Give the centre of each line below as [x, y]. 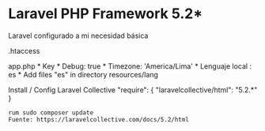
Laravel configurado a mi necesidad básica [78, 36]
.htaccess [24, 51]
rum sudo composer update [51, 112]
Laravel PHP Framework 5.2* [106, 14]
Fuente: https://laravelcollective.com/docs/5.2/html [99, 119]
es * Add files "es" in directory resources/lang [83, 74]
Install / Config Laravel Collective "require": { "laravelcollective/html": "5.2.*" [133, 90]
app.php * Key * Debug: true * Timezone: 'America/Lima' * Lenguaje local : [130, 66]
